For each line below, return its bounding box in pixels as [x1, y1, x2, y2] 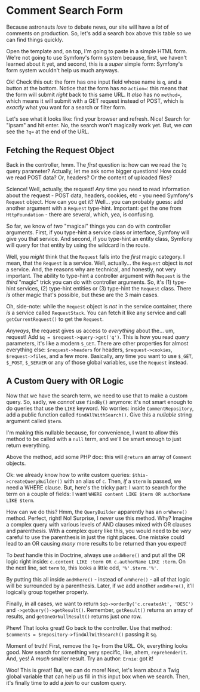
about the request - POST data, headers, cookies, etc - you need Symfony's [6, 192, 193, 199]
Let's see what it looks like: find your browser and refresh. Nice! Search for [6, 115, 190, 123]
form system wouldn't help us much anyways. [6, 66, 119, 74]
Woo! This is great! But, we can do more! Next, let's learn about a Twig [6, 666, 180, 673]
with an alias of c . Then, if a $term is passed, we [63, 477, 181, 485]
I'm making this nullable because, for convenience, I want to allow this [6, 428, 179, 436]
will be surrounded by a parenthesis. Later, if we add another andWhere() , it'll [6, 582, 194, 589]
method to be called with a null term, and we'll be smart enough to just [6, 435, 181, 442]
